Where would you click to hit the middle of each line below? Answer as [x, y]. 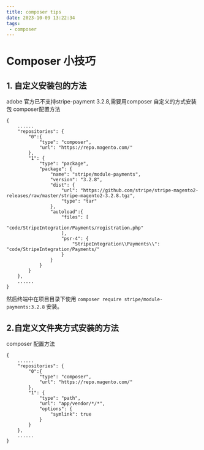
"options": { [55, 409]
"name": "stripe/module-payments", [95, 174]
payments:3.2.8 [26, 307]
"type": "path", [60, 399]
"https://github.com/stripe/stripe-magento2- [140, 190]
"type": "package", [64, 164]
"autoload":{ [67, 212]
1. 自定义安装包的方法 [47, 85]
